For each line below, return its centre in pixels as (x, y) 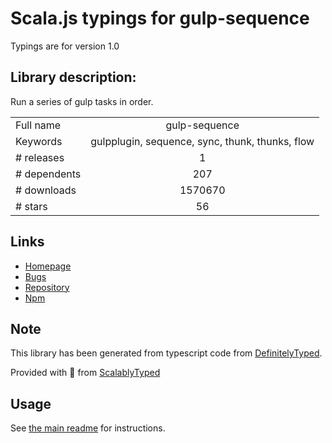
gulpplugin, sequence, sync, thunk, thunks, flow (202, 141)
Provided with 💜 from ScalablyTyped (85, 373)
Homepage (48, 266)
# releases (40, 157)
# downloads (46, 190)
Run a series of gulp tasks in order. (82, 101)
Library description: (73, 77)
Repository (47, 287)
